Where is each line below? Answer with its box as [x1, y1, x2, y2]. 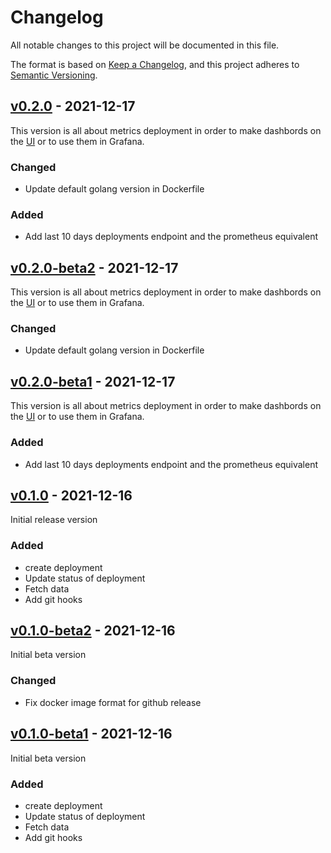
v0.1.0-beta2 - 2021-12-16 [10, 622, 176, 640]
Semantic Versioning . [10, 69, 98, 81]
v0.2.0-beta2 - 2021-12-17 [10, 259, 179, 276]
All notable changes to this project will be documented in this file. [10, 39, 280, 51]
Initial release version [10, 514, 98, 526]
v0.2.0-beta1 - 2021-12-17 [10, 373, 176, 390]
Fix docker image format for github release [24, 696, 202, 708]
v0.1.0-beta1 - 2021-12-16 [10, 726, 173, 743]
